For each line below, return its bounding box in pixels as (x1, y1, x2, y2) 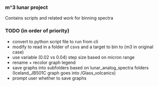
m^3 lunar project (5, 4, 48, 11)
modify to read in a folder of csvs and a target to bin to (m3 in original (12, 44, 154, 50)
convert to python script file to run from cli (12, 38, 98, 44)
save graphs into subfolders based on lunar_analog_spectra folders (12, 64, 149, 70)
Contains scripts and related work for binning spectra (5, 15, 113, 21)
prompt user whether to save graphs (12, 75, 87, 81)
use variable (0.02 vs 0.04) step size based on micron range (12, 54, 135, 60)
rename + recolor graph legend (12, 59, 76, 65)
